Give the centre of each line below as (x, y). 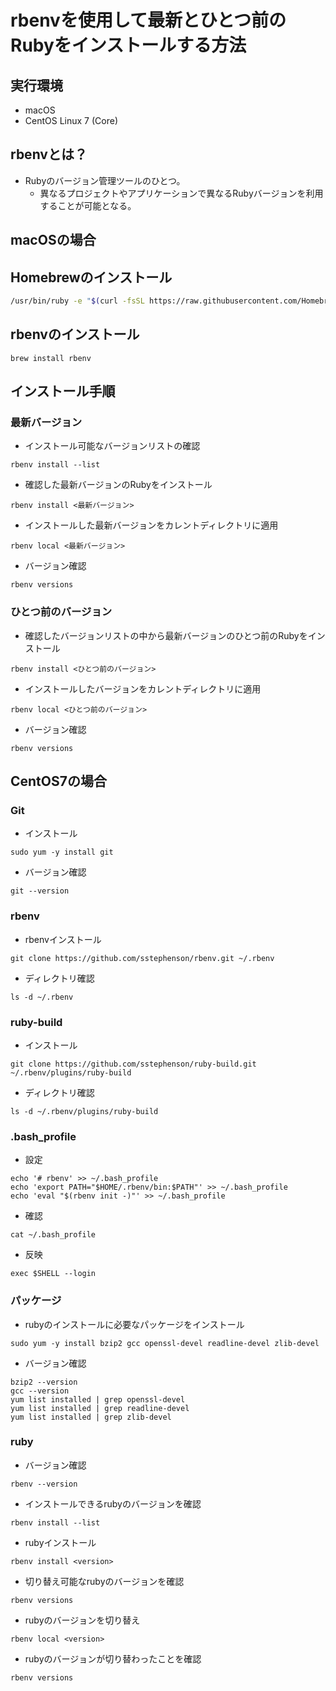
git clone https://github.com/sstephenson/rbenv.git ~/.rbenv (142, 958)
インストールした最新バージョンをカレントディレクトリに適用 (151, 525)
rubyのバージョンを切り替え (82, 1620)
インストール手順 (63, 391)
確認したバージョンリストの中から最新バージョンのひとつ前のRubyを (166, 635)
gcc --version (40, 1391)
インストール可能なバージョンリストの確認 (112, 446)
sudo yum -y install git (62, 852)
